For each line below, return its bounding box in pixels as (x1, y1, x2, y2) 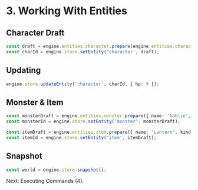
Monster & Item (6, 97, 64, 107)
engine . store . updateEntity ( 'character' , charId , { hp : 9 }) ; (6, 81, 160, 87)
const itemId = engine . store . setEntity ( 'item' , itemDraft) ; (6, 134, 157, 140)
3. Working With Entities (6, 4, 128, 18)
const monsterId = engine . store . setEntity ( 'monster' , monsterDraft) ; (6, 118, 181, 125)
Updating (6, 65, 41, 75)
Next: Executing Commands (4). (6, 178, 84, 185)
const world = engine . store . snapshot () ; (6, 167, 107, 173)
